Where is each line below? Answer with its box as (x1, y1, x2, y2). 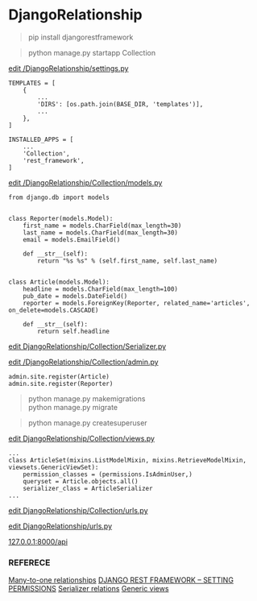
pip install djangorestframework (27, 32, 134, 42)
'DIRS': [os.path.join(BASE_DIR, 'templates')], (37, 100, 204, 108)
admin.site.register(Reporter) (8, 379, 114, 388)
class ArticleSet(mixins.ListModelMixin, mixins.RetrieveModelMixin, (8, 456, 247, 464)
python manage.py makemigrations (27, 393, 146, 404)
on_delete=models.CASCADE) (8, 306, 99, 314)
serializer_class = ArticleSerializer (23, 484, 153, 492)
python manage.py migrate (27, 402, 118, 412)
